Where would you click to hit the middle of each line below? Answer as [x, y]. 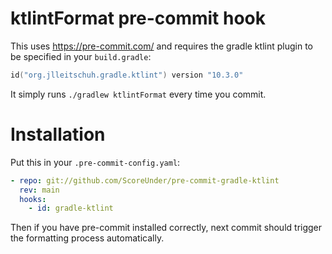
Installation [58, 134]
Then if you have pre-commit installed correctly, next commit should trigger [166, 228]
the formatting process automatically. [87, 238]
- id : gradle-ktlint [71, 208]
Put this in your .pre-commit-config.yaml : [95, 162]
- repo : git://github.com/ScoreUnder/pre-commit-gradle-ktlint [145, 180]
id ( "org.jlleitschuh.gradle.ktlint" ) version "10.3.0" [127, 75]
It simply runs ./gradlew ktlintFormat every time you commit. [138, 94]
